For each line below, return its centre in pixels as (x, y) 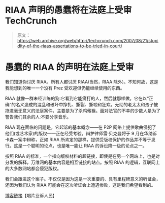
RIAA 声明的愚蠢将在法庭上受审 (68, 10)
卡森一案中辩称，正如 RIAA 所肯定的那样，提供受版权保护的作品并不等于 (78, 139)
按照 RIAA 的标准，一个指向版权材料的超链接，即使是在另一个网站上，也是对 (82, 156)
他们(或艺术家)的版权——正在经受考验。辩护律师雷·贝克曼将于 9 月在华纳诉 (81, 133)
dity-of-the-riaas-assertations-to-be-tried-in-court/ (69, 46)
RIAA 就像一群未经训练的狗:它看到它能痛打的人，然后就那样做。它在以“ (77, 98)
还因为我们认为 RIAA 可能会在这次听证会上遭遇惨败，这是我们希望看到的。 (81, 185)
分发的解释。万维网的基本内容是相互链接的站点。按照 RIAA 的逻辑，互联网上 (82, 162)
